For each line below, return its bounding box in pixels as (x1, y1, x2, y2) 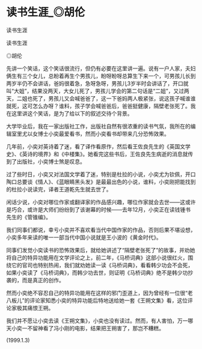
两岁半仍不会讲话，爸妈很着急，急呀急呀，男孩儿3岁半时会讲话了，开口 (6, 79, 183, 87)
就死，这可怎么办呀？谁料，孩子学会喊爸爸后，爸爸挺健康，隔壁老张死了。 (6, 102, 191, 109)
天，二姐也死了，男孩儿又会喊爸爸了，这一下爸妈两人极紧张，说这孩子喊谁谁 (6, 94, 196, 102)
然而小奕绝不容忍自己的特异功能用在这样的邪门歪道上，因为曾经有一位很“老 (6, 289, 194, 296)
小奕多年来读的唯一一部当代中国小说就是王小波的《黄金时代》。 (6, 234, 162, 241)
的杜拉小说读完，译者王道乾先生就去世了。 (6, 186, 112, 193)
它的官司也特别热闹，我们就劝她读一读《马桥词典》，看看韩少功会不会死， (11, 261, 194, 269)
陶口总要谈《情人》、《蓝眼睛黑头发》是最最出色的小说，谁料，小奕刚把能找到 (6, 178, 196, 185)
